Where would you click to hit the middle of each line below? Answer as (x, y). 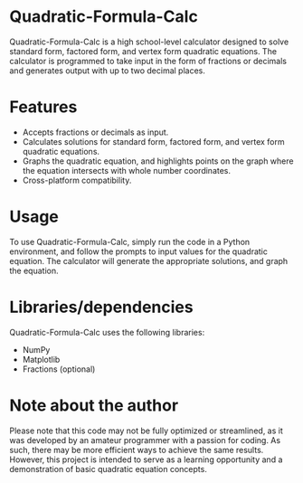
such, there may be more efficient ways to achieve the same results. (137, 450)
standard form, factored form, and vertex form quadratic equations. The (143, 51)
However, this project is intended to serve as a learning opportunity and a (146, 459)
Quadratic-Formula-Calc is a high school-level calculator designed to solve (149, 42)
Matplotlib (41, 359)
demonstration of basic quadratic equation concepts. (109, 469)
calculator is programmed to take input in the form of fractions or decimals (148, 61)
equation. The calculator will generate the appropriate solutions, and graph (149, 260)
